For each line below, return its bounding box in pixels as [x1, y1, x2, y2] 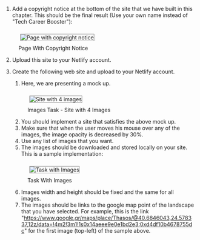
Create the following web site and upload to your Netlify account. [12, 68, 175, 75]
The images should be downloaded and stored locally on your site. [21, 144, 188, 151]
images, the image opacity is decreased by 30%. [21, 131, 144, 138]
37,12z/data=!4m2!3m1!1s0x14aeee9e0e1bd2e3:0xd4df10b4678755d [21, 221, 193, 228]
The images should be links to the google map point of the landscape [21, 201, 195, 208]
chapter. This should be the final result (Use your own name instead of [12, 12, 188, 19]
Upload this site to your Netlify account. [12, 56, 112, 63]
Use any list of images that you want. [21, 138, 114, 144]
